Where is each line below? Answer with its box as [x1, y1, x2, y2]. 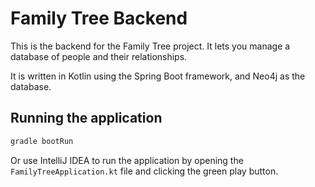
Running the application [10, 110, 163, 127]
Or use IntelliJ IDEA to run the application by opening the [10, 154, 244, 166]
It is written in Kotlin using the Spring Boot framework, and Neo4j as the [10, 70, 306, 82]
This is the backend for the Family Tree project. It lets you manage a [10, 40, 291, 52]
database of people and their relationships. [10, 50, 188, 62]
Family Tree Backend [10, 7, 188, 30]
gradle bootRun [10, 136, 74, 146]
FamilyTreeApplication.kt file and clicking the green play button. [10, 165, 279, 177]
